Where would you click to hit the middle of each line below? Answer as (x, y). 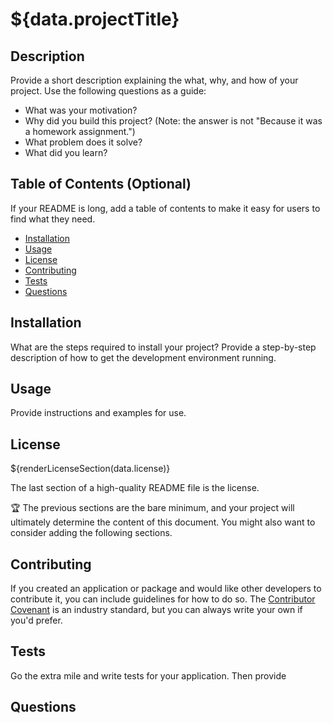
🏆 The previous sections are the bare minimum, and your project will (152, 508)
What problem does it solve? (83, 142)
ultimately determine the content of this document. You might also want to (163, 522)
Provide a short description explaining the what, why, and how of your (154, 80)
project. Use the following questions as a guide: (108, 91)
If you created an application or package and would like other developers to (166, 589)
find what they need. (53, 219)
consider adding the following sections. (91, 533)
